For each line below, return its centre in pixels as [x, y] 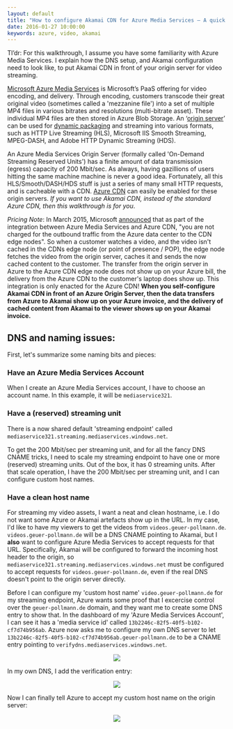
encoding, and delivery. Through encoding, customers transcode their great [116, 96]
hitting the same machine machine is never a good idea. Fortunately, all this [115, 176]
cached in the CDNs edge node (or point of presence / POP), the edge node [116, 249]
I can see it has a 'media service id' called [67, 622]
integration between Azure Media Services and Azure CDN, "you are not [111, 227]
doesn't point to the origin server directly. [67, 579]
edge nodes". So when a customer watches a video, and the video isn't [109, 242]
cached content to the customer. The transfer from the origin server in [108, 264]
